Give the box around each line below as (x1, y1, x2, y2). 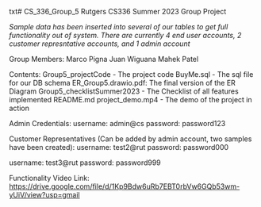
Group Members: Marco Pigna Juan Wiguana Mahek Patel (9, 55, 199, 63)
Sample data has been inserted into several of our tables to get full (9, 22, 228, 31)
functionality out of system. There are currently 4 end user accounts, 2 (9, 31, 242, 40)
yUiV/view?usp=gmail (9, 190, 80, 199)
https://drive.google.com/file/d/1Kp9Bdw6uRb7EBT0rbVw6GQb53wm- (9, 182, 240, 191)
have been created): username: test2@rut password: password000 (9, 143, 229, 151)
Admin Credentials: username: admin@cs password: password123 (9, 119, 226, 128)
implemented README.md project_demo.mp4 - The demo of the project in (9, 95, 252, 104)
